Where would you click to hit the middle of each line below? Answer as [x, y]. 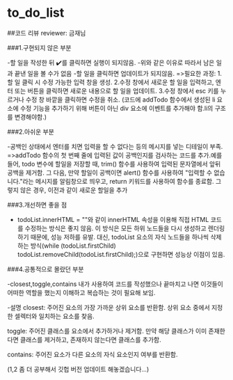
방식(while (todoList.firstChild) [73, 246]
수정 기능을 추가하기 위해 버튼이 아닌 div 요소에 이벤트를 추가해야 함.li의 [116, 108]
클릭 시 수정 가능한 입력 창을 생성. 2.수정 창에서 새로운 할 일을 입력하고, [118, 82]
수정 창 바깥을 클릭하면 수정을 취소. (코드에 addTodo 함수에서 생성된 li [120, 100]
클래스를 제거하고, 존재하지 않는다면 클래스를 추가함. [90, 340]
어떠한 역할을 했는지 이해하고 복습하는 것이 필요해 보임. [81, 292]
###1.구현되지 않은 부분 [39, 47]
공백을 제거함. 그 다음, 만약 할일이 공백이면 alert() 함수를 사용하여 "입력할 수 [110, 173]
